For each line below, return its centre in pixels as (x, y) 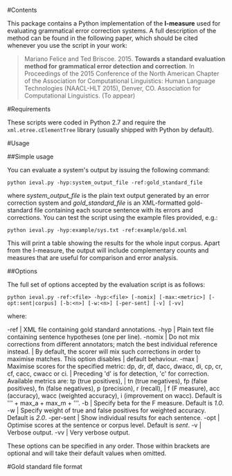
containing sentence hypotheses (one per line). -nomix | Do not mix (104, 337)
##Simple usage (30, 156)
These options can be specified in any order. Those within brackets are (108, 446)
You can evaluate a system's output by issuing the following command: (108, 170)
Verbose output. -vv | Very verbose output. (69, 432)
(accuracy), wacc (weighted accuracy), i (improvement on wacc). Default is (115, 396)
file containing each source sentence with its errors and (114, 210)
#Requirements (29, 109)
